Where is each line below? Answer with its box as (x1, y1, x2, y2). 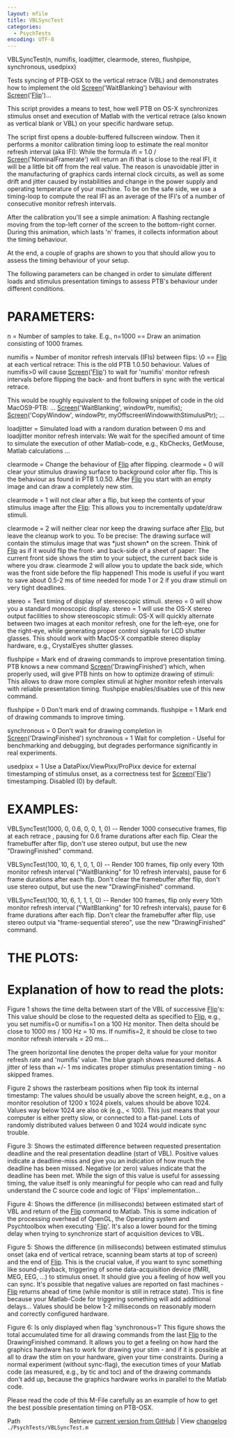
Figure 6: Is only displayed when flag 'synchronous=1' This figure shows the (7, 1323, 226, 1332)
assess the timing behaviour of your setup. (7, 256, 130, 265)
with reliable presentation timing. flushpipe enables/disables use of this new (7, 685, 225, 693)
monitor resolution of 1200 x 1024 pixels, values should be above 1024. (7, 1099, 210, 1107)
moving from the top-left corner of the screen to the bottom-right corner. (7, 220, 217, 229)
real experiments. (7, 749, 58, 757)
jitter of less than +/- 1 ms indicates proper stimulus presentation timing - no (7, 1063, 226, 1071)
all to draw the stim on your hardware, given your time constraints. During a (7, 1353, 224, 1361)
